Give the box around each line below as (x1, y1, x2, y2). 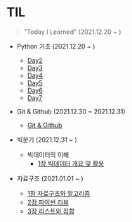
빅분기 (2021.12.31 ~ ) (16, 135, 78, 144)
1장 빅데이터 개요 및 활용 (37, 159, 105, 168)
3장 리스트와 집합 (27, 206, 75, 215)
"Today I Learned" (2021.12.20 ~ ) (23, 27, 121, 36)
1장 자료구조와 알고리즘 (27, 189, 91, 197)
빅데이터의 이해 (27, 150, 70, 159)
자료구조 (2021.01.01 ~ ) (16, 174, 84, 183)
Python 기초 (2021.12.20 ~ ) (16, 42, 95, 50)
